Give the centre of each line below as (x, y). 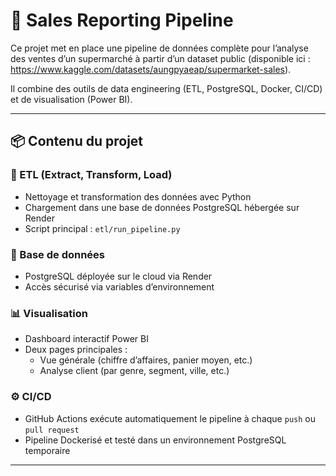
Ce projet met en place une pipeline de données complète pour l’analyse (159, 48)
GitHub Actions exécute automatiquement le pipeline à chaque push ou (170, 418)
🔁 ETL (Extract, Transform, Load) (91, 175)
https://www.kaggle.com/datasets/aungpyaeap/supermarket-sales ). (151, 69)
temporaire (47, 450)
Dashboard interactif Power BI (86, 339)
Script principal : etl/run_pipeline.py (102, 228)
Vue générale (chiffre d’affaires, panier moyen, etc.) (146, 360)
